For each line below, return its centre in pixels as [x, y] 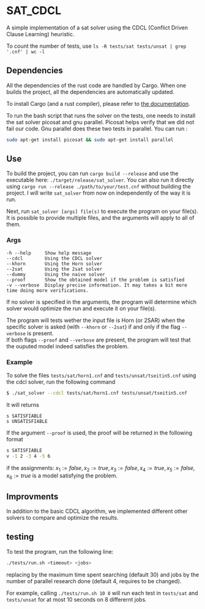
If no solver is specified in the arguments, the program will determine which [102, 302]
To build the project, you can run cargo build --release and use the [92, 174]
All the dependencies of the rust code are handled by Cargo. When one [96, 85]
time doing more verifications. [47, 290]
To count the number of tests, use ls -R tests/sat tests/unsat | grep [96, 46]
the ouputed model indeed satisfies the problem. [68, 346]
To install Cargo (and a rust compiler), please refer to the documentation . [98, 103]
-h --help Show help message [49, 253]
